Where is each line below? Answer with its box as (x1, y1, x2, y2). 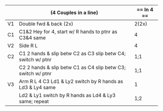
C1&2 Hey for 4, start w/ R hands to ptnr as (19, 29, 117, 35)
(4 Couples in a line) (50, 9, 98, 16)
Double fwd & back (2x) (19, 20, 74, 27)
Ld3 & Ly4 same (19, 84, 56, 91)
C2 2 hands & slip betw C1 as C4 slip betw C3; (19, 64, 126, 71)
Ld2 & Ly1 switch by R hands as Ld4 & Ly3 (19, 92, 116, 98)
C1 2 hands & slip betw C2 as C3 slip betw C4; (19, 50, 126, 57)
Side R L (19, 42, 38, 49)
